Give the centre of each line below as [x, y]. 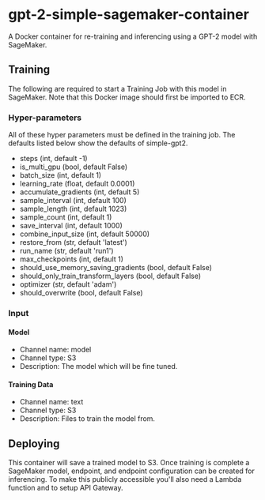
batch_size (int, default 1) [60, 175]
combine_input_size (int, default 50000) [85, 234]
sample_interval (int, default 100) [73, 201]
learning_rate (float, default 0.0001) [77, 184]
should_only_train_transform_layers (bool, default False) [110, 276]
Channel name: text [51, 402]
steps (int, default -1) [54, 159]
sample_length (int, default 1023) [73, 209]
